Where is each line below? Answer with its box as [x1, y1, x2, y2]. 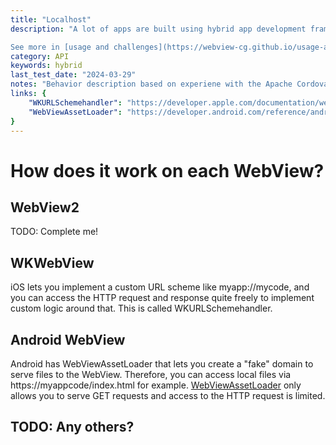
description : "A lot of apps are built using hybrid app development [10, 24, 307, 34]
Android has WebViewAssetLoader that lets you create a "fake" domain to [10, 358, 314, 370]
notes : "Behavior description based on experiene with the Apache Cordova [10, 79, 329, 90]
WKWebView [10, 254, 95, 271]
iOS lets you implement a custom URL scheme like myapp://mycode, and [10, 281, 310, 293]
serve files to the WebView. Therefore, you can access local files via [10, 369, 292, 380]
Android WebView [10, 331, 126, 348]
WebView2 [10, 199, 80, 216]
